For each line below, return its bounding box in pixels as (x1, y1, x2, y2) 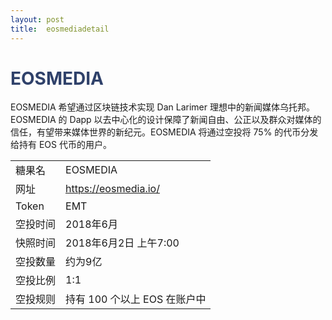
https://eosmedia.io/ (65, 182, 160, 196)
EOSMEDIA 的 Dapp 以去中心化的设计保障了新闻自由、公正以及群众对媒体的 (10, 114, 322, 126)
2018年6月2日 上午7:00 (65, 236, 180, 250)
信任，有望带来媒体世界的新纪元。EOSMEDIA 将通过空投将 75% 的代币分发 (10, 126, 319, 138)
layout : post (10, 14, 65, 25)
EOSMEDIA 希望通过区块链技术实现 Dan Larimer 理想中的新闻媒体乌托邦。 (10, 101, 315, 113)
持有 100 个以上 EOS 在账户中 (65, 292, 207, 306)
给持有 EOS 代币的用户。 (10, 139, 112, 151)
